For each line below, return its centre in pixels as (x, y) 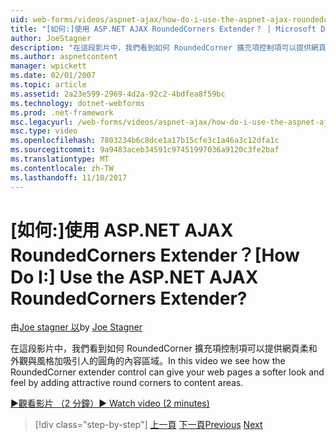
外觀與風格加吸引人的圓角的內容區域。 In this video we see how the (148, 361)
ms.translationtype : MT (60, 159)
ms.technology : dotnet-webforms (77, 103)
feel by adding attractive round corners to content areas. (127, 383)
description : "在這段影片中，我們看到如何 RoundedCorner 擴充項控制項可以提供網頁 (168, 47)
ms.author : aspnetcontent (64, 57)
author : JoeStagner (51, 38)
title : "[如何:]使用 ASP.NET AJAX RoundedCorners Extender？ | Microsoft (163, 29)
